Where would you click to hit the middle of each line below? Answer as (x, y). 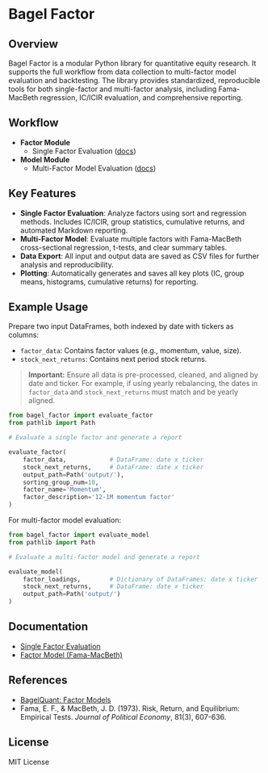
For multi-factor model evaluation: (65, 520)
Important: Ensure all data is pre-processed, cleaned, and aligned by (143, 375)
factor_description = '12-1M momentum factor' (99, 498)
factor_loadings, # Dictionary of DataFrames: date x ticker (140, 579)
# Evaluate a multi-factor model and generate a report (104, 557)
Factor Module (45, 142)
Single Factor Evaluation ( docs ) (84, 151)
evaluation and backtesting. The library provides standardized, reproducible (134, 80)
